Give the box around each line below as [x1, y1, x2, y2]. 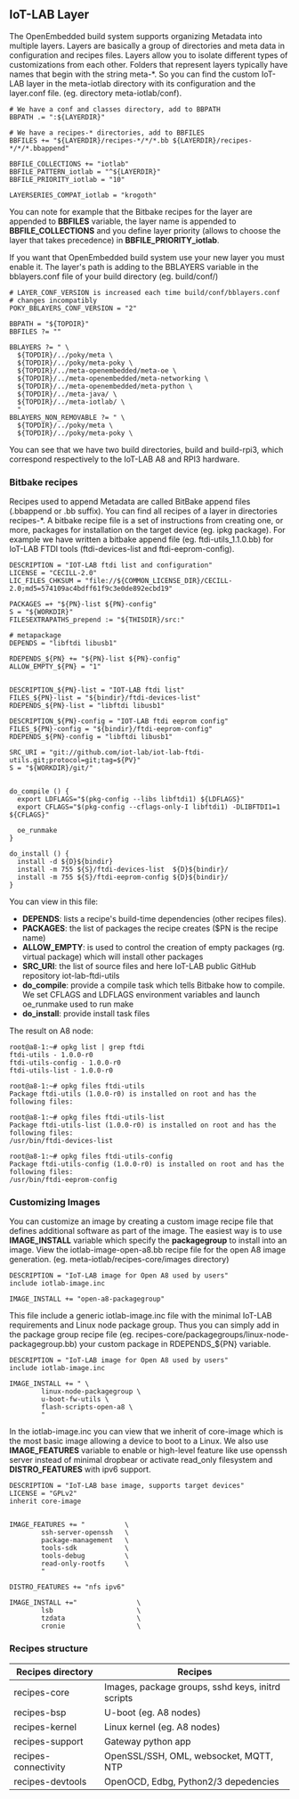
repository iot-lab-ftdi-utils [21, 971, 120, 982]
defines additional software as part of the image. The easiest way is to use [9, 1226, 283, 1236]
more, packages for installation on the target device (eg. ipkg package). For [9, 525, 287, 536]
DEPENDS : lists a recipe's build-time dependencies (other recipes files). [21, 914, 287, 924]
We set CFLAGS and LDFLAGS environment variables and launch [21, 990, 261, 1000]
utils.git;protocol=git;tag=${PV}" [9, 756, 141, 765]
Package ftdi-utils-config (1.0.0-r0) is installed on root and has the [9, 1160, 285, 1169]
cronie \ [41, 1622, 141, 1631]
